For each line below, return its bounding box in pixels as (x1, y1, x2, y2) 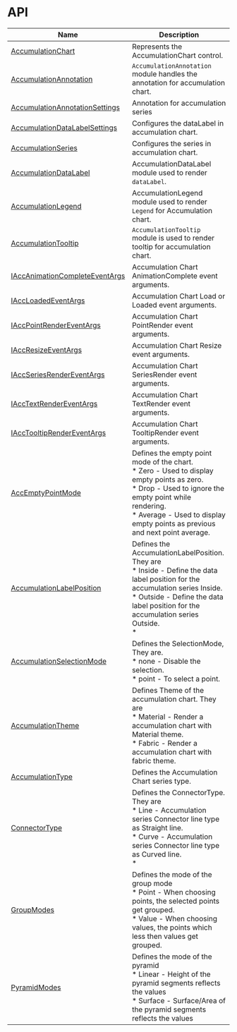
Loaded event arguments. (131, 300, 217, 310)
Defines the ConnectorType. (131, 787, 226, 797)
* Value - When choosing (131, 913, 217, 923)
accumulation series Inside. (131, 583, 223, 593)
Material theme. (131, 729, 184, 739)
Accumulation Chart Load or (131, 291, 226, 301)
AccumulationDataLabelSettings (11, 123, 118, 133)
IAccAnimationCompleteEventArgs (11, 271, 126, 281)
